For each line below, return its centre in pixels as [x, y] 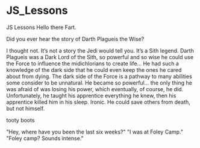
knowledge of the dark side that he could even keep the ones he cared [94, 69]
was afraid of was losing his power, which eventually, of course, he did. [95, 89]
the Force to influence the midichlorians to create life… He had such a [93, 63]
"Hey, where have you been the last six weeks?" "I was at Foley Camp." [95, 132]
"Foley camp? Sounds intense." [45, 138]
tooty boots [20, 120]
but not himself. [26, 108]
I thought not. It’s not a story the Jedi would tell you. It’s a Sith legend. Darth [100, 50]
